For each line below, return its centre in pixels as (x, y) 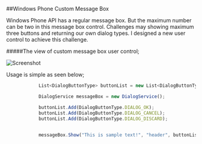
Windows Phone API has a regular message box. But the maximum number (99, 20)
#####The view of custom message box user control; (73, 51)
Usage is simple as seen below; (45, 74)
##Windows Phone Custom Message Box (58, 9)
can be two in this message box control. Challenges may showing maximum (100, 27)
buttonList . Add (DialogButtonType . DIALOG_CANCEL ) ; (102, 113)
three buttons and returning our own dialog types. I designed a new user (96, 33)
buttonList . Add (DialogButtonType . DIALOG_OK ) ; (96, 107)
